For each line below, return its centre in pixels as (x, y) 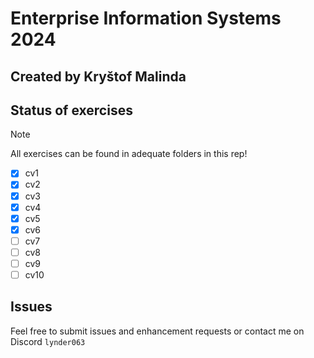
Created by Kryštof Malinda (98, 76)
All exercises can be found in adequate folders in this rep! (129, 154)
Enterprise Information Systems (146, 18)
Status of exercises (71, 110)
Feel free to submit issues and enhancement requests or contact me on (157, 331)
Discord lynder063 (48, 341)
